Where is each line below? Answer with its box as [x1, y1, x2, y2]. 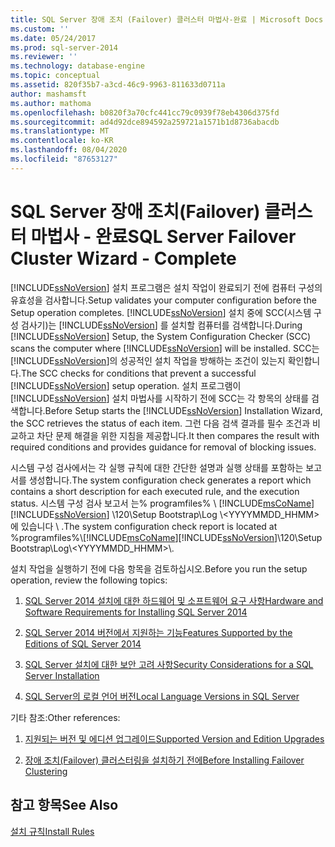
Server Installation [24, 669, 100, 681]
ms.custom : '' [10, 24, 70, 34]
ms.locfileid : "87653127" [10, 154, 118, 164]
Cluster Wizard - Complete [10, 247, 237, 270]
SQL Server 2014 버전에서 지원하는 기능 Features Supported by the [24, 626, 293, 638]
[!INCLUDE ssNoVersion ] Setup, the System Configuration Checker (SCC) [10, 330, 312, 342]
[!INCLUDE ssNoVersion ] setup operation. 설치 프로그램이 [10, 379, 242, 391]
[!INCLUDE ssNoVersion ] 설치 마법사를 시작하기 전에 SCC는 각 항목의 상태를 [10, 392, 310, 404]
